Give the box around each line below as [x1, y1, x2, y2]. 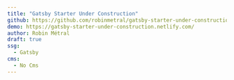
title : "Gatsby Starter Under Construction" [7, 10, 139, 17]
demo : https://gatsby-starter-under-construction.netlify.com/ [7, 23, 195, 30]
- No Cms [13, 62, 39, 69]
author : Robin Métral [7, 29, 70, 37]
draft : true [7, 36, 42, 43]
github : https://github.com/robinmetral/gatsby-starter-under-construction [7, 17, 232, 24]
